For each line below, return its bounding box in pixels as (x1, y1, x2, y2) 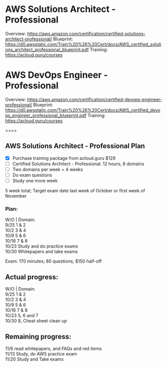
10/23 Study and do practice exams (5, 243, 78, 249)
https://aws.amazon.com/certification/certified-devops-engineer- (27, 96, 162, 102)
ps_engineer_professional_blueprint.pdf (5, 112, 87, 118)
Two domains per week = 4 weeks (12, 166, 83, 172)
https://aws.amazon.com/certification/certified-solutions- (27, 30, 146, 36)
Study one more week (12, 177, 58, 183)
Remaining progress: (5, 332, 71, 341)
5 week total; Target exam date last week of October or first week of (5, 188, 146, 193)
